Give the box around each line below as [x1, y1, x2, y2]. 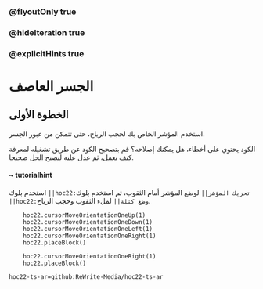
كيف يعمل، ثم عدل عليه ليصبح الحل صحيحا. [9, 152, 134, 162]
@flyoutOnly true [9, 6, 77, 17]
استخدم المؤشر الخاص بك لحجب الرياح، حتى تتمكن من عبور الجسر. [9, 128, 206, 139]
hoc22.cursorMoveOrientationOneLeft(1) [23, 225, 153, 233]
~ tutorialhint [9, 171, 53, 180]
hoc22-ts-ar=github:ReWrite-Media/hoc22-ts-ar [9, 273, 164, 280]
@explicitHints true [9, 48, 85, 59]
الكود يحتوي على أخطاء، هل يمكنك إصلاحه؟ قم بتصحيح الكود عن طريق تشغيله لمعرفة [9, 144, 256, 154]
